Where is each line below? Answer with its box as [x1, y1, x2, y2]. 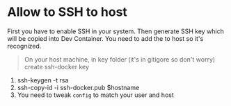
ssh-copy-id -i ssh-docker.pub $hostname [17, 83, 140, 91]
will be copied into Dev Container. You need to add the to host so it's [7, 34, 204, 42]
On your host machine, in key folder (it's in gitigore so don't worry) [24, 55, 216, 63]
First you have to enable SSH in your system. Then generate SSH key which [7, 27, 224, 35]
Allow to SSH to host [7, 4, 127, 20]
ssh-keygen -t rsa [17, 76, 69, 84]
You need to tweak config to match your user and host [17, 91, 174, 99]
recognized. [7, 42, 42, 50]
